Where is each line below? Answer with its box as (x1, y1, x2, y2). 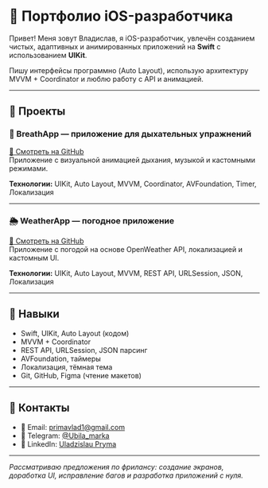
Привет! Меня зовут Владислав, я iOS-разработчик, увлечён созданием (9, 33, 255, 43)
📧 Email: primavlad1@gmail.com (20, 422, 126, 432)
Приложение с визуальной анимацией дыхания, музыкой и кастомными (9, 155, 256, 165)
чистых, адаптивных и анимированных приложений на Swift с (9, 41, 221, 51)
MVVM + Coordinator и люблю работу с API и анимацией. (9, 74, 204, 83)
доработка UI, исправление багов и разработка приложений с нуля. (9, 471, 243, 480)
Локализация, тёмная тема (20, 362, 113, 372)
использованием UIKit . (9, 50, 87, 60)
